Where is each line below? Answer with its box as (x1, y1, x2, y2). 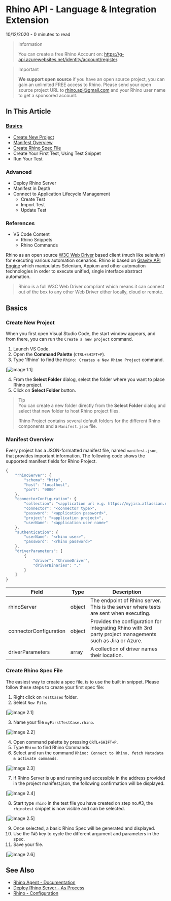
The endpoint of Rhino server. (90, 597, 162, 604)
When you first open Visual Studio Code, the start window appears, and (6, 330, 156, 337)
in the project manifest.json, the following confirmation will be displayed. (13, 780, 165, 786)
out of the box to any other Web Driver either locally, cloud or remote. (18, 289, 164, 295)
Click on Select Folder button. (13, 387, 76, 393)
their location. (90, 652, 123, 659)
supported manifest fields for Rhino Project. (6, 458, 97, 465)
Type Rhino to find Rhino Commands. (13, 744, 91, 750)
